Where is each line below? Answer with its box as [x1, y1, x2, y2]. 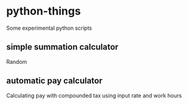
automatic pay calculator [6, 76, 103, 86]
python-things [6, 4, 81, 18]
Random [6, 58, 27, 65]
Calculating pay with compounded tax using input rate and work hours [6, 92, 182, 99]
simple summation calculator [6, 42, 119, 52]
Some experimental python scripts [6, 24, 92, 32]
